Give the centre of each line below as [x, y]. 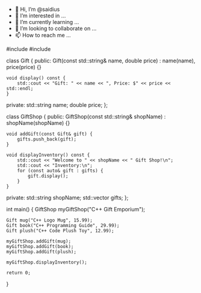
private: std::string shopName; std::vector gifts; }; [67, 198]
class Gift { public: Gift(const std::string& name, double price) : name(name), [101, 61]
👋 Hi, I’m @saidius [37, 9]
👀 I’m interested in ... [40, 16]
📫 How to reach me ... [43, 35]
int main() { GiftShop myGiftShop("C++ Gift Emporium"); [76, 209]
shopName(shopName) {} [38, 123]
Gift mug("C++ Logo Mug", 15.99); [50, 220]
